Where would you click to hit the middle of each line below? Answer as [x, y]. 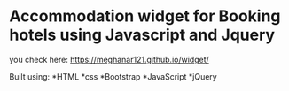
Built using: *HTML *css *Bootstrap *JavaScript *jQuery [113, 76]
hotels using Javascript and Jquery [142, 35]
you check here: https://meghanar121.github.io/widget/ [109, 59]
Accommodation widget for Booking [145, 16]
